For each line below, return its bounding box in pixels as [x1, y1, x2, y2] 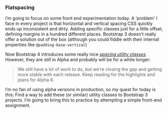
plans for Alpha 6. [17, 77, 54, 83]
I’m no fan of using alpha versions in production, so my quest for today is [5, 87, 156, 93]
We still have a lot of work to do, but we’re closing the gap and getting [17, 66, 162, 72]
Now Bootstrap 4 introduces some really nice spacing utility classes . [5, 51, 147, 57]
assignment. [5, 103, 31, 109]
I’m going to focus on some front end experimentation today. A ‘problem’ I [5, 15, 157, 21]
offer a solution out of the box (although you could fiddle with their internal [5, 36, 159, 42]
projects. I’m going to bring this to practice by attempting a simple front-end [5, 97, 162, 103]
